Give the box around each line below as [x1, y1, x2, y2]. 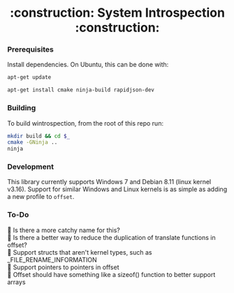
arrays [7, 278, 26, 286]
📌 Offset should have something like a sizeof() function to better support [7, 270, 216, 278]
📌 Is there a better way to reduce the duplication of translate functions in [7, 233, 216, 241]
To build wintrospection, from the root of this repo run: [7, 119, 164, 127]
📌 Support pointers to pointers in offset [7, 263, 119, 271]
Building [7, 103, 36, 113]
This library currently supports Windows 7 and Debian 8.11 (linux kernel [7, 178, 212, 186]
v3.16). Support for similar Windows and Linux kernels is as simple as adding [7, 185, 228, 193]
